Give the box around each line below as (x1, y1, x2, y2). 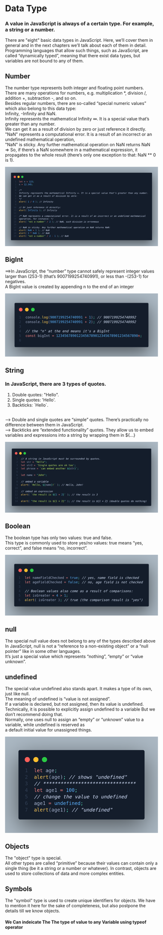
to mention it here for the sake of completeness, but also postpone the (5, 903, 146, 909)
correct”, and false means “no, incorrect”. (5, 545, 88, 551)
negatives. (5, 279, 26, 285)
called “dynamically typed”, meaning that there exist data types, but (5, 53, 140, 59)
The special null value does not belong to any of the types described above (5, 638, 156, 644)
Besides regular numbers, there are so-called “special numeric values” (5, 101, 147, 106)
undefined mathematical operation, (5, 136, 75, 142)
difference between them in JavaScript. (5, 422, 84, 427)
